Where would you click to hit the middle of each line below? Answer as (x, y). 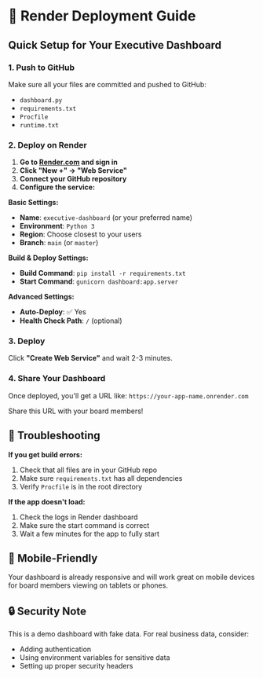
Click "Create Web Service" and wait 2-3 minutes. (90, 358)
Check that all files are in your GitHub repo (88, 470)
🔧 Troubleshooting (54, 436)
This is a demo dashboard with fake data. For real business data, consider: (129, 634)
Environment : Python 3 (57, 226)
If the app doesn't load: (47, 501)
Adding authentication (55, 649)
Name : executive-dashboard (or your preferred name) (106, 218)
